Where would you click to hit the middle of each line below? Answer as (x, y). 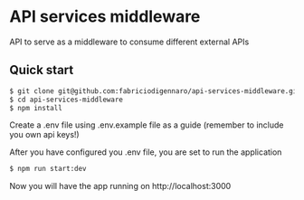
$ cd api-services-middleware (66, 100)
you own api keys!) (44, 135)
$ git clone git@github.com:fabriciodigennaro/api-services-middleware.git (155, 91)
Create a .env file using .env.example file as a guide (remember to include (147, 125)
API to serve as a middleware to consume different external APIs (129, 42)
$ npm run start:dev (48, 169)
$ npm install (36, 108)
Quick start (42, 70)
